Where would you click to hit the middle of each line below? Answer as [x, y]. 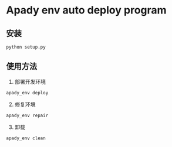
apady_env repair [27, 115]
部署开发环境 [30, 81]
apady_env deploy [27, 93]
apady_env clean [26, 138]
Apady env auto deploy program [86, 10]
